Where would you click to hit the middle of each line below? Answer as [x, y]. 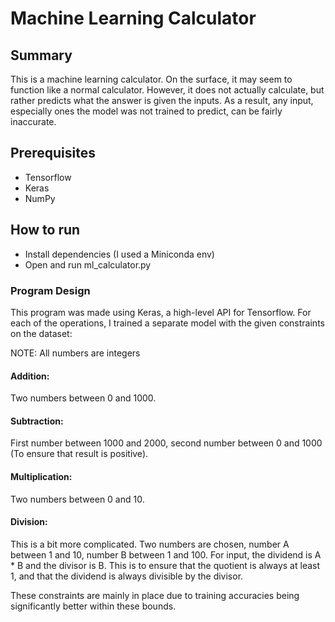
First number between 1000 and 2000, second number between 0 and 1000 [166, 443]
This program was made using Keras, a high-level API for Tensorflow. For [161, 312]
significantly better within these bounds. [93, 606]
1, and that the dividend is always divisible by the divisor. [127, 576]
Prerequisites [53, 153]
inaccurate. [33, 121]
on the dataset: [41, 333]
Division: [29, 522]
